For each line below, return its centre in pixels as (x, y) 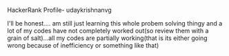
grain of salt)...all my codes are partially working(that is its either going (108, 38)
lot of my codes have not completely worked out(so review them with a (108, 31)
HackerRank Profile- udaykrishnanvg (59, 10)
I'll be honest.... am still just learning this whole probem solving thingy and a (115, 23)
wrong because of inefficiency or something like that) (83, 45)
